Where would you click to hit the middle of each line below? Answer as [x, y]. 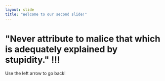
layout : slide [20, 10]
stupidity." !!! [33, 60]
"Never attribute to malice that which [83, 39]
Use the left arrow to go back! [35, 73]
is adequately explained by [61, 49]
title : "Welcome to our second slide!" [46, 14]
